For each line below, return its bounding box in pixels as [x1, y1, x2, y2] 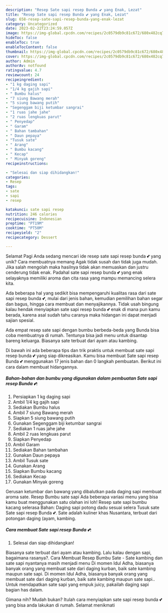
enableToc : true [5, 40, 39, 45]
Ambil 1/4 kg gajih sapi [12, 399, 59, 405]
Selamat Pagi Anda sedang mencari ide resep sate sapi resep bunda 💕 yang [5, 253, 162, 259]
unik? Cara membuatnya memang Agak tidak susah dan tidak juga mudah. [5, 258, 158, 264]
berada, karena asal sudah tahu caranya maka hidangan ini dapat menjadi [5, 312, 157, 318]
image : [5, 31, 19, 36]
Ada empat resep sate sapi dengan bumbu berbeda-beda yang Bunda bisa [5, 327, 160, 333]
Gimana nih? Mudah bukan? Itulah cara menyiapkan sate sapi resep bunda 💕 [5, 596, 163, 602]
